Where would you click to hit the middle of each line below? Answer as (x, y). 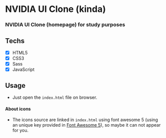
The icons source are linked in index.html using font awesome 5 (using (85, 120)
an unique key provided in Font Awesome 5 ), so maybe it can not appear (86, 125)
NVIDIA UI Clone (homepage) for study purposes (65, 25)
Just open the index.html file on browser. (55, 97)
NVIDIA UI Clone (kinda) (55, 9)
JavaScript (23, 69)
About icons (18, 109)
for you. (20, 131)
